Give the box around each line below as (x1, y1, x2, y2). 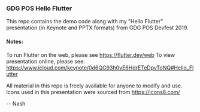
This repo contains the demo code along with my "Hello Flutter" (6, 18, 163, 25)
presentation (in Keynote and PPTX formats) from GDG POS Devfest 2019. (6, 24, 189, 31)
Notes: (6, 38, 24, 45)
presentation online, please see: (6, 57, 85, 65)
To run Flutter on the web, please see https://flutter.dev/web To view (6, 51, 175, 58)
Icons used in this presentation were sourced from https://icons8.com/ (6, 88, 181, 95)
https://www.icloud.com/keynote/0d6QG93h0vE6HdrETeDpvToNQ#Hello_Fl (6, 64, 194, 71)
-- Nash (6, 100, 26, 107)
